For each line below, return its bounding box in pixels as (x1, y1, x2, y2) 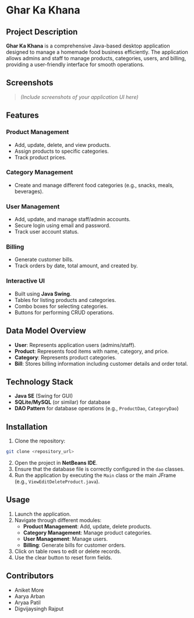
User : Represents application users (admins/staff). (14, 341, 136, 348)
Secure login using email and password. (14, 222, 111, 229)
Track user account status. (14, 228, 79, 235)
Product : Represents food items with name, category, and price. (14, 348, 169, 355)
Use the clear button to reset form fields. (14, 554, 112, 561)
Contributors (6, 571, 54, 581)
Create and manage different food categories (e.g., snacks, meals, (14, 181, 174, 188)
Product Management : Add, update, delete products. (23, 523, 152, 530)
